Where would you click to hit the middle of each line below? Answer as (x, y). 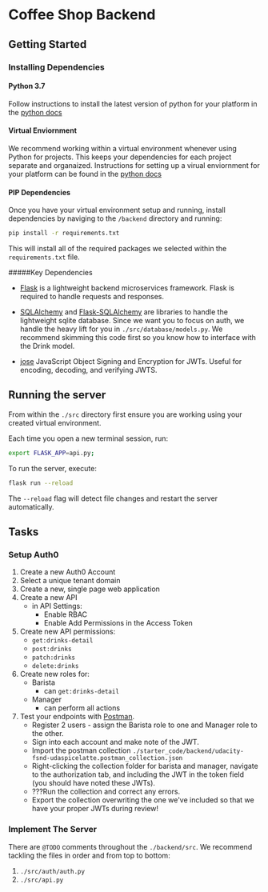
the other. (48, 734)
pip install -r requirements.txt (64, 234)
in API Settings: (57, 606)
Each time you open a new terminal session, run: (88, 438)
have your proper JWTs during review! (95, 809)
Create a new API (48, 598)
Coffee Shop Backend (82, 15)
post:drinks (52, 650)
